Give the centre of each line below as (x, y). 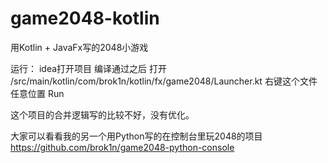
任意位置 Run (37, 93)
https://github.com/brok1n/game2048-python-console (122, 147)
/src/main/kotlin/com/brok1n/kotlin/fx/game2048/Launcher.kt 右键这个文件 (164, 81)
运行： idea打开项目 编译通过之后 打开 (88, 68)
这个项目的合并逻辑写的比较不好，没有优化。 (102, 114)
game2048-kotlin (85, 18)
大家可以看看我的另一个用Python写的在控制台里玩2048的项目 (136, 136)
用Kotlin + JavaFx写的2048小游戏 (79, 47)
